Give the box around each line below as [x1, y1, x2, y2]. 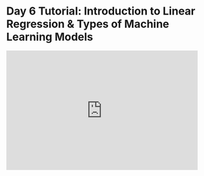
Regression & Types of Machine [6, 17, 169, 31]
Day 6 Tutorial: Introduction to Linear [6, 4, 195, 18]
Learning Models [6, 30, 93, 44]
